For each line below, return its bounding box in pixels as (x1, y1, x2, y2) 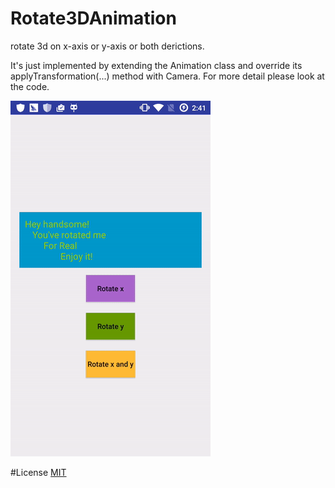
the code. (10, 80, 50, 92)
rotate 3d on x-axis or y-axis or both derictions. (10, 40, 205, 52)
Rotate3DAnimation (10, 7, 177, 30)
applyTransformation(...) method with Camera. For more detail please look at (10, 70, 325, 82)
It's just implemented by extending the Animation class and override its (10, 59, 303, 71)
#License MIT (10, 466, 67, 478)
